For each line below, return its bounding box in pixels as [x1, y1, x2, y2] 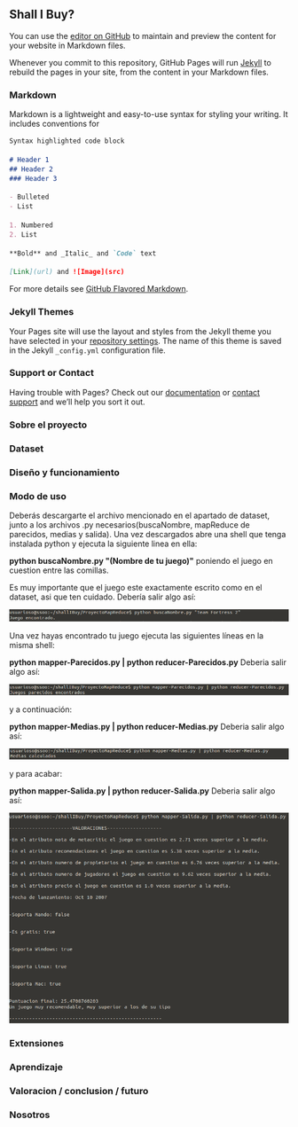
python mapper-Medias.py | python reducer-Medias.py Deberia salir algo [9, 721, 285, 732]
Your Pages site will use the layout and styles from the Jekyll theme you [9, 325, 272, 336]
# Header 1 [9, 155, 50, 164]
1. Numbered [9, 221, 53, 230]
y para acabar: [9, 769, 63, 779]
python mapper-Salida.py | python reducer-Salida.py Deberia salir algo [9, 786, 276, 796]
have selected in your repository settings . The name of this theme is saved [9, 335, 282, 346]
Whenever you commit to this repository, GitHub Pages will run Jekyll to [9, 57, 272, 67]
